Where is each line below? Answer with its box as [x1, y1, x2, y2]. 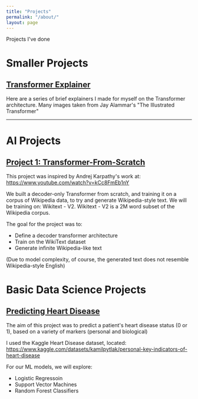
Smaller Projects [6, 56, 88, 69]
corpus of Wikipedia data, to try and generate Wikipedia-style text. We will [6, 197, 187, 204]
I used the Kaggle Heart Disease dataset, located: [6, 340, 127, 347]
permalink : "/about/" [6, 14, 60, 20]
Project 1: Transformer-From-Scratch [6, 157, 146, 167]
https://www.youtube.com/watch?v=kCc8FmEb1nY [6, 179, 130, 186]
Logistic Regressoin [14, 375, 63, 382]
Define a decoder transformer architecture [14, 232, 118, 239]
